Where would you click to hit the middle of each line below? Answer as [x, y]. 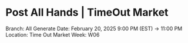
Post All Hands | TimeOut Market [87, 12]
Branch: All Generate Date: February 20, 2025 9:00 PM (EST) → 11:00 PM [94, 28]
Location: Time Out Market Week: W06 [53, 34]
